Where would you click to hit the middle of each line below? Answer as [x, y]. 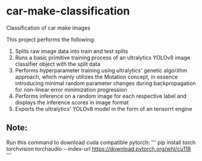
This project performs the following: [51, 39]
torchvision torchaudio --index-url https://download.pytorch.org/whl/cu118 [99, 148]
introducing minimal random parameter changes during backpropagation [105, 83]
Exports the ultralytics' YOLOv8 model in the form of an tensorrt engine [103, 109]
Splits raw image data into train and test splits [71, 51]
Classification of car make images [48, 28]
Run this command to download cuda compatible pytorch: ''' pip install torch [101, 142]
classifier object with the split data [58, 64]
